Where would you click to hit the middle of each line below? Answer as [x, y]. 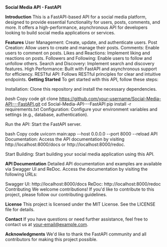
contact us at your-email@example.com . [47, 224]
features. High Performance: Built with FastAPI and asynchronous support [81, 69]
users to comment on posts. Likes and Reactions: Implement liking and [78, 53]
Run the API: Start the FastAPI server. [43, 124]
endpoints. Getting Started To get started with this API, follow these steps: [82, 79]
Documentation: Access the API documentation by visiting [65, 139]
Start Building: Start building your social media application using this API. [80, 154]
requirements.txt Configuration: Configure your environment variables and [82, 109]
